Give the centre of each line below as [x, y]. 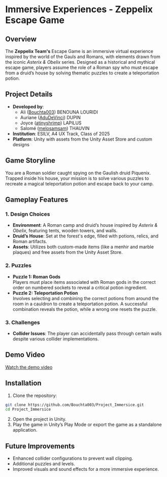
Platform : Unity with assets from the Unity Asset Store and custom [82, 139]
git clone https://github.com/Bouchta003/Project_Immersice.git [75, 405]
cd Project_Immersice [28, 409]
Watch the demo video [29, 367]
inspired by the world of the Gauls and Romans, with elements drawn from [83, 57]
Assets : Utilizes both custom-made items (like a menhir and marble [83, 247]
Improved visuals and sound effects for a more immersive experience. [86, 469]
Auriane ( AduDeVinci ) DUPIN [51, 117]
